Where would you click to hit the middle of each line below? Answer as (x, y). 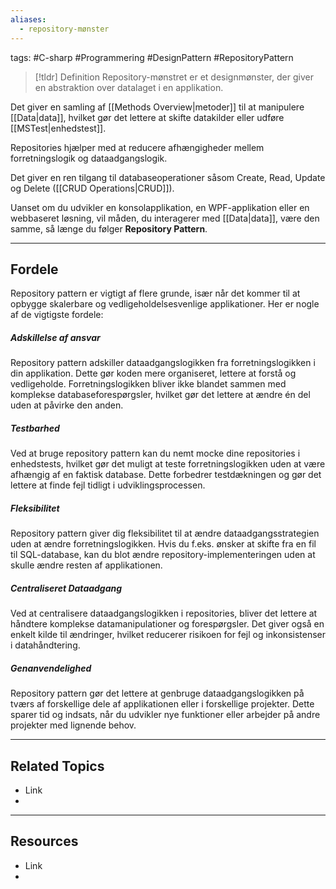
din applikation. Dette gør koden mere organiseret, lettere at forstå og (153, 373)
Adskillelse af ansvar (55, 337)
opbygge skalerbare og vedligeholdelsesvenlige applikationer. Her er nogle (165, 304)
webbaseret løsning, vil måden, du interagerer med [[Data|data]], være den (165, 218)
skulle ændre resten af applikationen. (86, 565)
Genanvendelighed (51, 668)
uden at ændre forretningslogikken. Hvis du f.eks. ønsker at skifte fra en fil (163, 544)
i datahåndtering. (45, 645)
